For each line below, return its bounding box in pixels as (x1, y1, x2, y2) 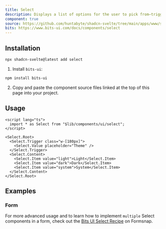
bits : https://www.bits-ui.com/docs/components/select (5, 26, 121, 31)
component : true (5, 16, 39, 21)
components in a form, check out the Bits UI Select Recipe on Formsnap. (5, 218, 153, 224)
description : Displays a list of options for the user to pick (5, 12, 138, 17)
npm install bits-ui (5, 75, 48, 81)
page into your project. (12, 90, 59, 95)
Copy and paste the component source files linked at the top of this (12, 85, 150, 91)
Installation (5, 44, 41, 52)
